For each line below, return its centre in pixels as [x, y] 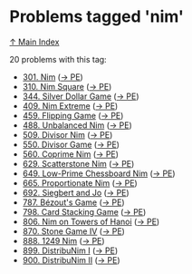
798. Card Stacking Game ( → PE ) [84, 211]
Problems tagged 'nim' [96, 17]
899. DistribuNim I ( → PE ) [70, 250]
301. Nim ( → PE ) [53, 77]
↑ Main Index [34, 42]
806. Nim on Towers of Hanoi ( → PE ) [91, 221]
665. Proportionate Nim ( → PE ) [80, 182]
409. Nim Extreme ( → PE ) [70, 105]
